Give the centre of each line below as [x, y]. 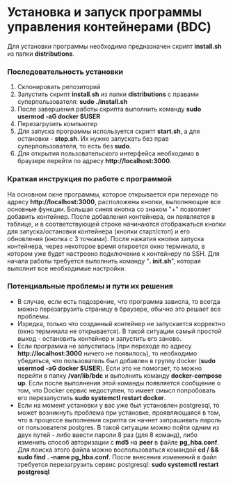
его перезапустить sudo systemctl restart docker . [91, 397]
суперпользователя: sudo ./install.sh [72, 102]
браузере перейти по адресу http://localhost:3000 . [94, 161]
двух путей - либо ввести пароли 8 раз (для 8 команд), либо [107, 435]
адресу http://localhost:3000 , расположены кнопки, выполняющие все [114, 201]
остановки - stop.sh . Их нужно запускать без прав [93, 139]
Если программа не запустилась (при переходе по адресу [104, 346]
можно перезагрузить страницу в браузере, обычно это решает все [119, 309]
